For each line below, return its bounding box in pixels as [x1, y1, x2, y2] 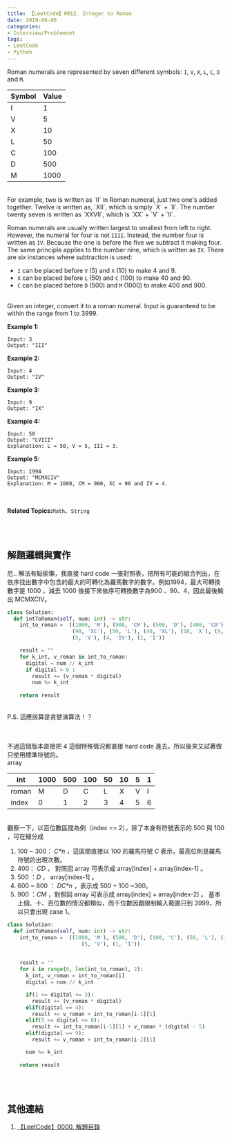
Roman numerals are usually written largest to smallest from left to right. [7, 223, 213, 232]
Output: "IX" [7, 405, 45, 412]
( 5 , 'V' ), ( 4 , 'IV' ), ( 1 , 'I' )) [72, 635, 166, 641]
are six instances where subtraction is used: [7, 253, 133, 261]
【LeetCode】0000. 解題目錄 [17, 1122, 100, 1131]
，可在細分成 [7, 832, 43, 840]
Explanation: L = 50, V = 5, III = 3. [7, 442, 119, 449]
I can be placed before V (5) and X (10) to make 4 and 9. [17, 266, 177, 274]
